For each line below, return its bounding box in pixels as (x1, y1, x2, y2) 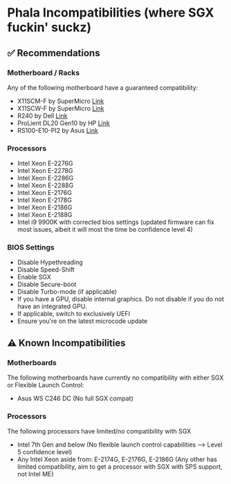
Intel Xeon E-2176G (17, 189, 73, 197)
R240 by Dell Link (17, 111, 68, 120)
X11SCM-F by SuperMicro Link (17, 97, 104, 105)
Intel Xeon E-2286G (17, 174, 74, 183)
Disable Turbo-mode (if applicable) (17, 288, 118, 296)
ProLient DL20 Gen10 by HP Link (17, 119, 111, 127)
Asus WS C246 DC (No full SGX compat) (17, 394, 133, 402)
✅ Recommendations (7, 47, 100, 59)
